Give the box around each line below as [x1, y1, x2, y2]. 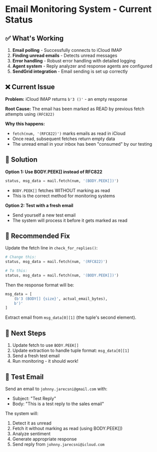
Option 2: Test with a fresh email [5, 202, 74, 208]
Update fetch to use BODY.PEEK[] [12, 342, 79, 348]
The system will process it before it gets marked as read [12, 217, 128, 223]
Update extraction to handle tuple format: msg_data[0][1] [12, 348, 130, 354]
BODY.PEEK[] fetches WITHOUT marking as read [12, 187, 110, 193]
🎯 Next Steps [5, 329, 46, 337]
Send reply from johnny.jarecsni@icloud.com [12, 441, 105, 447]
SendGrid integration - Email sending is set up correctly [12, 68, 128, 74]
